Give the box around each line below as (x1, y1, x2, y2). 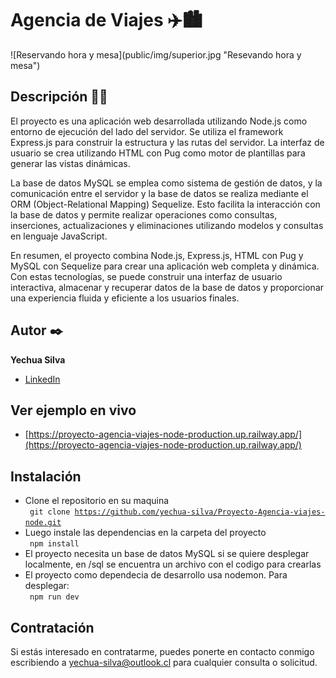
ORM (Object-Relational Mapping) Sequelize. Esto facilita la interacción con (10, 198, 321, 210)
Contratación (10, 619, 95, 636)
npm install (29, 539, 80, 549)
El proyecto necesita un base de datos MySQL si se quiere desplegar (24, 548, 310, 560)
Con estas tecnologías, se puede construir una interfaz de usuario (10, 270, 283, 282)
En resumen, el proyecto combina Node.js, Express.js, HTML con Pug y (10, 249, 304, 261)
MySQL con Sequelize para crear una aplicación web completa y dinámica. (10, 260, 320, 272)
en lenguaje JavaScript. (10, 230, 108, 242)
